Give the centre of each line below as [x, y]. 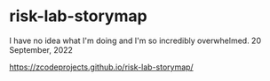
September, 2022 [41, 49]
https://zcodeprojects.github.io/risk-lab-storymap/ [101, 67]
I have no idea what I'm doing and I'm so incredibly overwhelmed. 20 [135, 40]
